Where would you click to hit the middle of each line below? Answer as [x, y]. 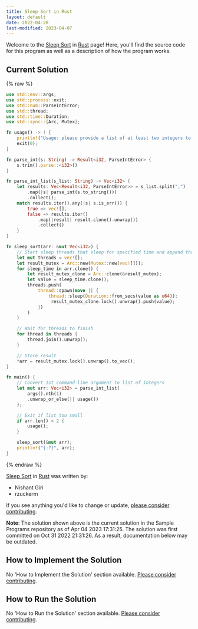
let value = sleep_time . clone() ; [68, 280]
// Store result [37, 355]
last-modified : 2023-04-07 [39, 28]
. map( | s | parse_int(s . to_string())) [72, 192]
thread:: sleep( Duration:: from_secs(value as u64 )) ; [113, 296]
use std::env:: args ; [32, 95]
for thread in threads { [47, 334]
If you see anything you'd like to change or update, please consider [88, 505]
